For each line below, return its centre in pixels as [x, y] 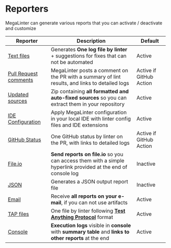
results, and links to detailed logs [90, 83]
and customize [21, 28]
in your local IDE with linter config [91, 118]
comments [21, 80]
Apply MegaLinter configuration [89, 112]
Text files [19, 55]
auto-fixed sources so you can [89, 98]
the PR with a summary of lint [86, 77]
